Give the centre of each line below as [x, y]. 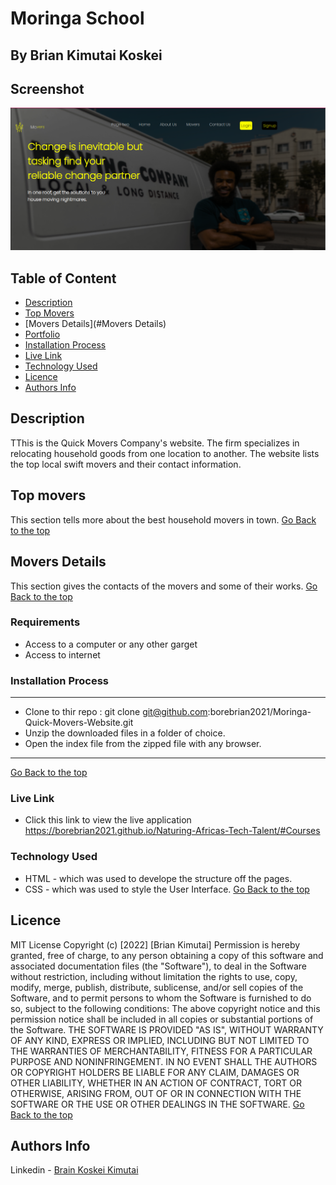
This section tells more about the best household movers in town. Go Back [163, 519]
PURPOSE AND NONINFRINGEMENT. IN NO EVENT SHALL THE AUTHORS [164, 1061]
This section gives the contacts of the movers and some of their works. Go [164, 586]
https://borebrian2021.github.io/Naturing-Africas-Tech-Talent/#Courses [172, 831]
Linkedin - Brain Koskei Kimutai [74, 1170]
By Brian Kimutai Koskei [86, 55]
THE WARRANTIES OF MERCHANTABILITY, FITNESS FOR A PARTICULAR [161, 1051]
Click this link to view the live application [108, 820]
